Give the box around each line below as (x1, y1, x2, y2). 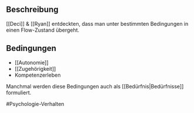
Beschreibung (6, 5, 59, 15)
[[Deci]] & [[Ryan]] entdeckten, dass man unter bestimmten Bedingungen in (6, 20, 189, 27)
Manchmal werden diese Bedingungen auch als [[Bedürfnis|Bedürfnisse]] (6, 83, 184, 90)
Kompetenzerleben (14, 71, 61, 78)
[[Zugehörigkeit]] (14, 65, 56, 72)
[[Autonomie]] (14, 59, 49, 66)
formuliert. (6, 89, 32, 96)
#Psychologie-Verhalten (6, 100, 64, 107)
